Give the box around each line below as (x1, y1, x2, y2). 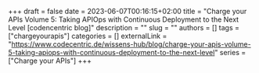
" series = (214, 48, 246, 57)
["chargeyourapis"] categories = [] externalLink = (8, 31, 167, 40)
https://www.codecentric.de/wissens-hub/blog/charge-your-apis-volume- (11, 40, 252, 49)
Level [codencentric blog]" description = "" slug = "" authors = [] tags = (8, 23, 240, 32)
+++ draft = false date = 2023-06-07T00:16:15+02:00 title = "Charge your (8, 7, 247, 16)
